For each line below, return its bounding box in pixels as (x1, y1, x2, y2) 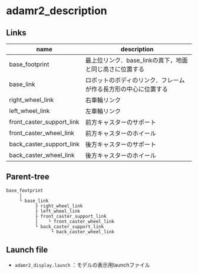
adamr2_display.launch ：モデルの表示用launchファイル (14, 261, 150, 268)
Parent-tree (6, 172, 50, 182)
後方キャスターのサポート (85, 141, 157, 148)
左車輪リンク (85, 107, 121, 115)
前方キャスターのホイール (85, 129, 157, 137)
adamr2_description (6, 4, 107, 18)
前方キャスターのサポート (85, 118, 157, 126)
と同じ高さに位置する (85, 65, 145, 73)
